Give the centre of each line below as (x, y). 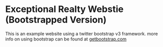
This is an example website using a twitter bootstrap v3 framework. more (82, 33)
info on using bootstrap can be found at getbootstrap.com (66, 39)
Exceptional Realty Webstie (64, 9)
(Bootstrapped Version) (56, 20)
